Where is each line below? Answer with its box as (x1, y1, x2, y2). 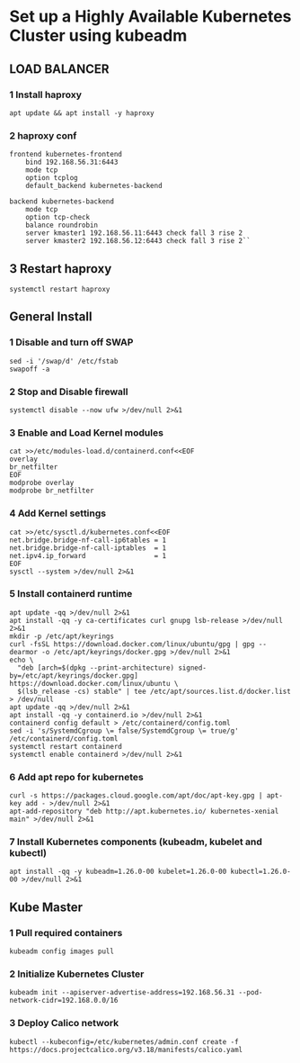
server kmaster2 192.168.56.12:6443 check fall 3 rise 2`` (25, 237, 251, 246)
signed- (178, 663, 207, 672)
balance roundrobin (25, 221, 99, 230)
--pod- (238, 988, 263, 997)
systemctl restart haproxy (9, 284, 110, 293)
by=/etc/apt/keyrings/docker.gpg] (9, 671, 139, 680)
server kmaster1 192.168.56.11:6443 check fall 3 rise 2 (25, 229, 243, 238)
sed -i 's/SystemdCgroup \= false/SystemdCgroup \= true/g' (9, 726, 240, 735)
